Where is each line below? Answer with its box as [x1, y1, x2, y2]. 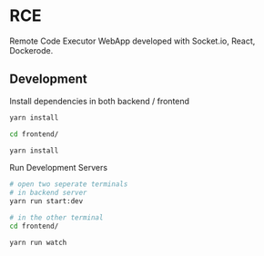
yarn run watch [9, 238, 67, 247]
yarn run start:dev [9, 197, 84, 206]
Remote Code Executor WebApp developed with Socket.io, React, [9, 35, 256, 46]
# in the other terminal [9, 213, 104, 222]
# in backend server [9, 188, 88, 198]
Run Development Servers [9, 162, 107, 173]
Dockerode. [9, 44, 54, 55]
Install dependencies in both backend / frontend [9, 95, 189, 106]
